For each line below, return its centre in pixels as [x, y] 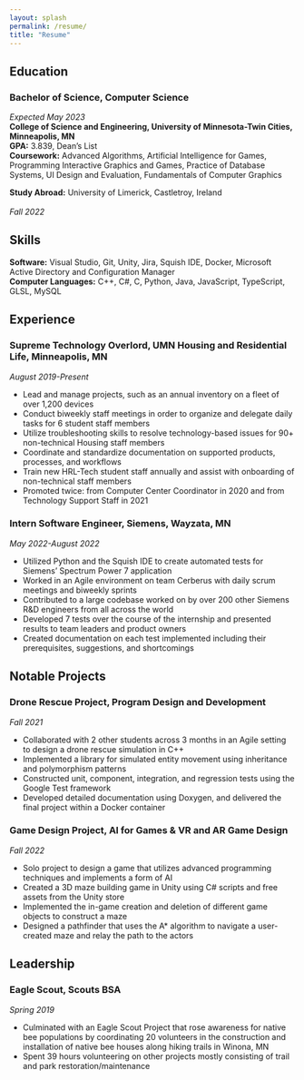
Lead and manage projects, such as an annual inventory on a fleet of [151, 394]
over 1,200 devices [58, 404]
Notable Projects [58, 677]
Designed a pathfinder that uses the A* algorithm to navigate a [139, 926]
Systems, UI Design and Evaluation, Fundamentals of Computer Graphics [146, 175]
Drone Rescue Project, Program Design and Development [137, 702]
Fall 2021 [26, 722]
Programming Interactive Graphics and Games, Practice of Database [137, 165]
